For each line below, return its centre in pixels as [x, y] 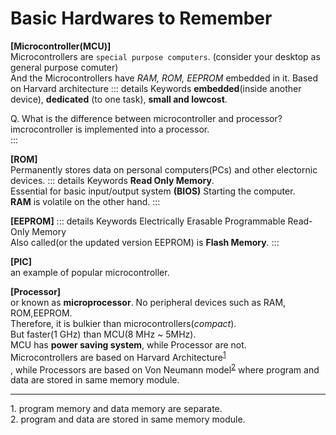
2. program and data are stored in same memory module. [128, 419]
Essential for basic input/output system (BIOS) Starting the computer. [153, 191]
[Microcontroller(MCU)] [61, 46]
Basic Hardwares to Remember [141, 18]
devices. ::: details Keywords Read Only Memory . [112, 180]
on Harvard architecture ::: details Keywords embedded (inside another [156, 88]
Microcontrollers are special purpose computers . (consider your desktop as [165, 56]
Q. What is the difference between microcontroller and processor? [146, 118]
